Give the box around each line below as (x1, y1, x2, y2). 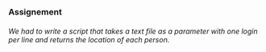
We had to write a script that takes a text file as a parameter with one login (8, 26, 258, 36)
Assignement (8, 6, 62, 18)
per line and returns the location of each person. (8, 34, 170, 44)
